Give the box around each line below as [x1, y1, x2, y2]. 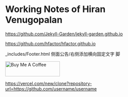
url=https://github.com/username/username [5, 85, 97, 91]
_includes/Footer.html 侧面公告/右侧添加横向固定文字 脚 [5, 51, 120, 57]
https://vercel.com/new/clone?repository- [5, 80, 92, 86]
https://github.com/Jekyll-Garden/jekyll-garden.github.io [5, 31, 123, 37]
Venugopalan [5, 14, 63, 26]
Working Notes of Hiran [5, 4, 106, 15]
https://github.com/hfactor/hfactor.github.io [5, 40, 96, 46]
